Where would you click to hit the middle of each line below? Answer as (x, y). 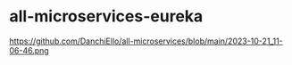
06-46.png (29, 50)
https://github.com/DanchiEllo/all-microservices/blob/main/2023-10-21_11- (146, 41)
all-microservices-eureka (106, 16)
